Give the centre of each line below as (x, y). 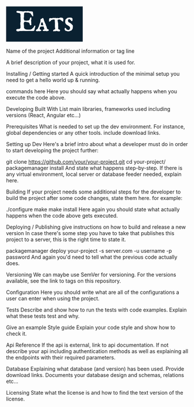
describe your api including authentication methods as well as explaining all (97, 351)
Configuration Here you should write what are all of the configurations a (93, 292)
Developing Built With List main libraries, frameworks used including (89, 109)
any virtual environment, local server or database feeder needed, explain (94, 174)
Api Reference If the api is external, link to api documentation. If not (87, 345)
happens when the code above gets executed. (62, 216)
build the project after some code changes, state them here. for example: (94, 198)
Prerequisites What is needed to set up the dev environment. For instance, (96, 126)
